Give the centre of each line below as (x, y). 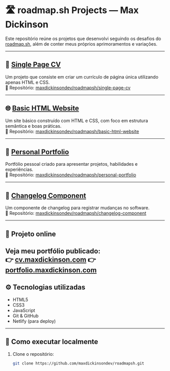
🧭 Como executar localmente (52, 342)
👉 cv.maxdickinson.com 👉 (51, 259)
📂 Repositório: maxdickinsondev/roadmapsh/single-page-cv (68, 88)
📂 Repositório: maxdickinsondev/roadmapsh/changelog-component (76, 213)
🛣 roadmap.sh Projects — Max (72, 10)
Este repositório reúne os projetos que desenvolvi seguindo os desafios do (83, 39)
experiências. (19, 170)
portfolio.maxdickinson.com (51, 270)
